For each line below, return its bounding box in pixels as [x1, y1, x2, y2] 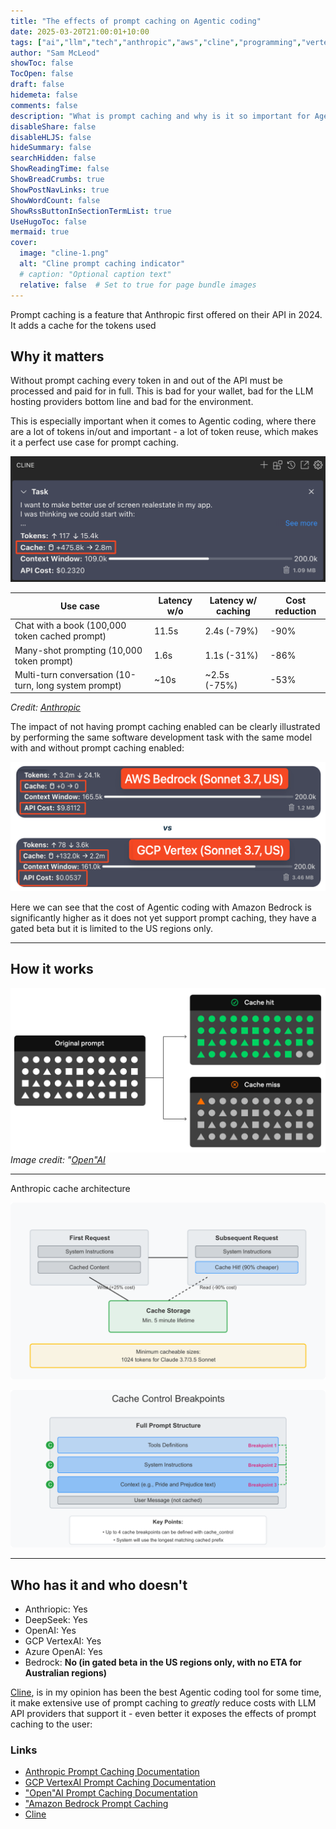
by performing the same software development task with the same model [10, 731, 313, 744]
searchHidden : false [10, 153, 97, 164]
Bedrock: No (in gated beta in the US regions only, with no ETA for [24, 1656, 302, 1669]
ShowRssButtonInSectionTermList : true [10, 206, 172, 216]
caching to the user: [10, 1718, 93, 1730]
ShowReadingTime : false [10, 164, 110, 174]
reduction [274, 605, 317, 617]
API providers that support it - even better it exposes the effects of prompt [10, 1708, 317, 1720]
